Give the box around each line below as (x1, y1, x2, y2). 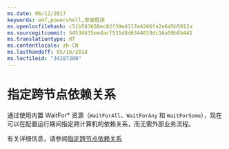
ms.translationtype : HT (7, 36, 76, 43)
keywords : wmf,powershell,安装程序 (7, 17, 106, 23)
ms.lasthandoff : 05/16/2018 (7, 49, 88, 56)
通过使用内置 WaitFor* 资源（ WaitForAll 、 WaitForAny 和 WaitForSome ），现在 (7, 111, 222, 119)
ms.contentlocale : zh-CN (7, 42, 79, 49)
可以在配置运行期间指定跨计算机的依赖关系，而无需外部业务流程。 (7, 119, 195, 128)
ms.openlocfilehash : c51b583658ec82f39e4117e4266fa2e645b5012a (7, 23, 193, 30)
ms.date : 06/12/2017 (7, 10, 67, 17)
